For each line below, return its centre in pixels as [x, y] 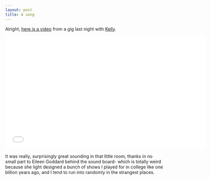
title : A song [20, 15]
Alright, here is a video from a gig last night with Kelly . [61, 29]
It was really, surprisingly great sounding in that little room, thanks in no [79, 156]
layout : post [19, 10]
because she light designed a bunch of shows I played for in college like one [84, 167]
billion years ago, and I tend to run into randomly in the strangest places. [80, 172]
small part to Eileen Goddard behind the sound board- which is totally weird [83, 161]
